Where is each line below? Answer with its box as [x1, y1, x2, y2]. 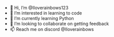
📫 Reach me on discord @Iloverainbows [9, 26, 94, 32]
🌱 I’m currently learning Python [9, 15, 74, 21]
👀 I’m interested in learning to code [9, 10, 82, 16]
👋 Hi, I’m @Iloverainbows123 [9, 5, 68, 10]
